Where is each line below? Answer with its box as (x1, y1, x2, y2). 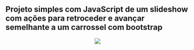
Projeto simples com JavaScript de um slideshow (5, 5, 188, 14)
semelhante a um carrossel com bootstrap (5, 22, 163, 32)
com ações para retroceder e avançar (5, 14, 145, 24)
